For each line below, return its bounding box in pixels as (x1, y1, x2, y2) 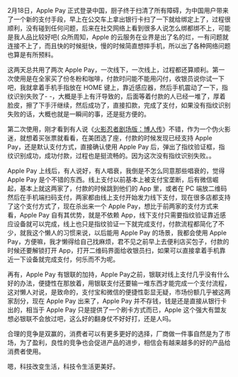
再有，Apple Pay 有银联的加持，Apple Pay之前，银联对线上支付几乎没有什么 (7, 270, 230, 278)
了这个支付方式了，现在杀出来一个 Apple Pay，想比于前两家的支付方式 (7, 202, 212, 210)
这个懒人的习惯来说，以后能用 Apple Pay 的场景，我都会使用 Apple (31, 229, 227, 237)
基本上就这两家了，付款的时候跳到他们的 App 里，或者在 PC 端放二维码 (19, 184, 227, 193)
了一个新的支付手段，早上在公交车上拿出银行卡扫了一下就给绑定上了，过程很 (7, 15, 231, 23)
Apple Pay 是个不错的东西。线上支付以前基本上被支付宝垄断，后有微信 (7, 176, 212, 184)
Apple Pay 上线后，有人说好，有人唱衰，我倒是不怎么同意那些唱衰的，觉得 (7, 167, 225, 175)
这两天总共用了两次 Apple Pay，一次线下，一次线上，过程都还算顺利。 (7, 66, 212, 74)
